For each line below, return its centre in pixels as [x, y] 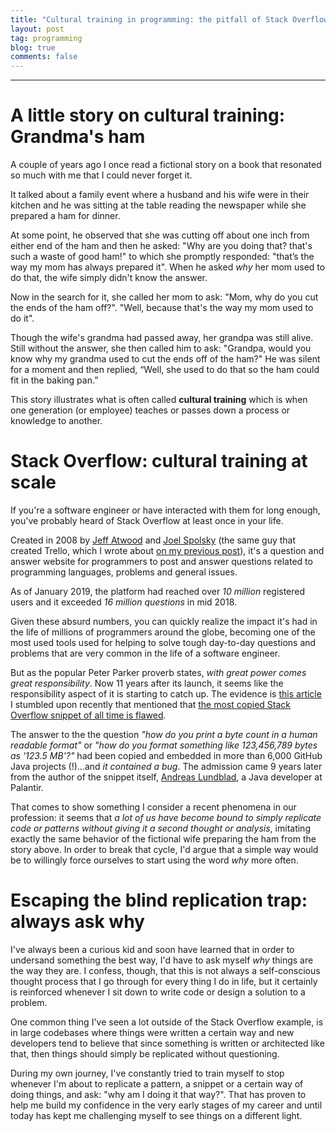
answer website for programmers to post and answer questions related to [161, 561]
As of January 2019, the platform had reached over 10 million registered [158, 591]
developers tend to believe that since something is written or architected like [167, 1043]
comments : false [44, 57]
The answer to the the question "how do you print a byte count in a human [164, 734]
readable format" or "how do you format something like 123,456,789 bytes [164, 745]
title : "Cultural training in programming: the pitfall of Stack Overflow [169, 19]
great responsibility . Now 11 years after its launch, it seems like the [147, 683]
